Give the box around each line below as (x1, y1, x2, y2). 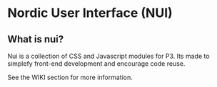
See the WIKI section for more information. (7, 73, 133, 81)
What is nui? (7, 33, 64, 45)
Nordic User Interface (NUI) (7, 5, 173, 21)
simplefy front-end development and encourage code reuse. (7, 59, 186, 68)
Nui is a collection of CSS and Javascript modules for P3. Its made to (7, 52, 210, 60)
